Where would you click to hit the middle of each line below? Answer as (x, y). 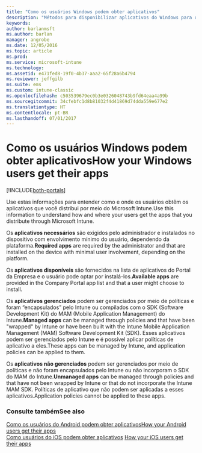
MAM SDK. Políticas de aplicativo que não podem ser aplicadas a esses (95, 390)
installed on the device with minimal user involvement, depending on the (96, 252)
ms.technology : (25, 68)
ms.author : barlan (29, 34)
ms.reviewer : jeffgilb (35, 79)
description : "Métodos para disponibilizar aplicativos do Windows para (99, 17)
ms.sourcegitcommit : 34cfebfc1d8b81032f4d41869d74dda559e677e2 (87, 101)
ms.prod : (17, 57)
